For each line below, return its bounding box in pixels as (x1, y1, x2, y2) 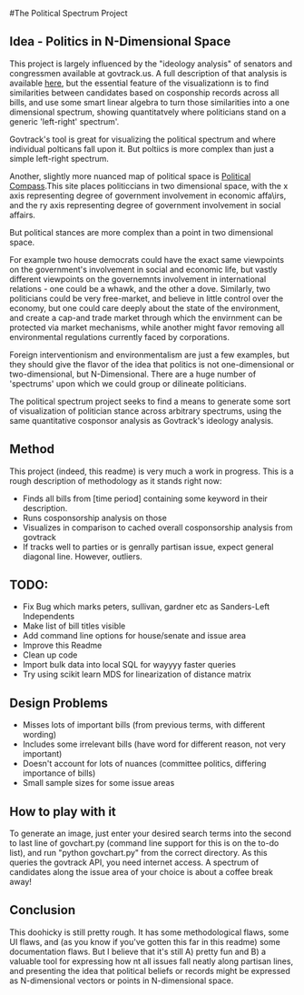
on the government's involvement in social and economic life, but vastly (9, 264, 278, 275)
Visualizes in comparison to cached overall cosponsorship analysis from (22, 522, 293, 533)
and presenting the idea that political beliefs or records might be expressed (9, 965, 290, 976)
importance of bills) (22, 768, 96, 779)
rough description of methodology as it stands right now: (9, 475, 222, 486)
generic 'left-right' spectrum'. (9, 116, 120, 126)
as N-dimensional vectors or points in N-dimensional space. (9, 975, 234, 986)
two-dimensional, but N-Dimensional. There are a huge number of (9, 368, 257, 379)
